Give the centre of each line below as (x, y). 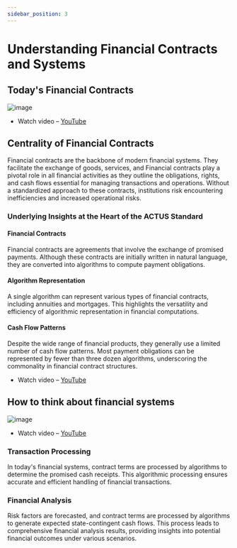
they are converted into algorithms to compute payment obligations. (106, 264)
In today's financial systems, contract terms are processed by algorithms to (117, 467)
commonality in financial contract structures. (73, 366)
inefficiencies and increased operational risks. (74, 198)
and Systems (47, 64)
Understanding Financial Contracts (112, 49)
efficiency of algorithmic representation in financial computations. (103, 311)
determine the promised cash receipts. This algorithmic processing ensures (117, 475)
